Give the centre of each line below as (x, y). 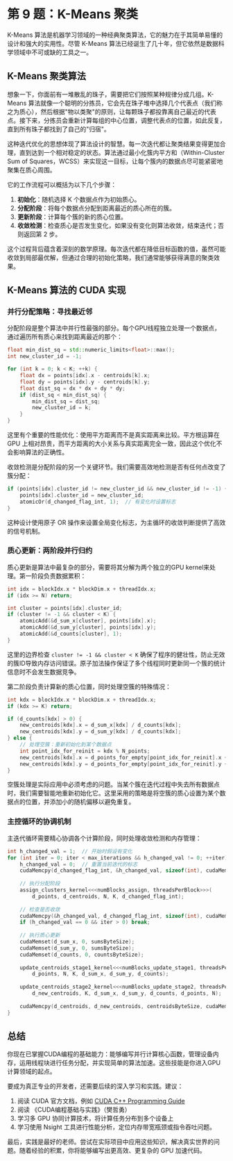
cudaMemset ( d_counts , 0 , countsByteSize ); (82, 955)
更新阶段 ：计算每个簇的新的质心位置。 (72, 217)
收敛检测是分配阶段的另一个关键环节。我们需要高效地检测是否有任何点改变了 (116, 467)
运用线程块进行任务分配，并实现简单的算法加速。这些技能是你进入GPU (120, 1063)
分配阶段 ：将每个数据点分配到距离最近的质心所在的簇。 (96, 208)
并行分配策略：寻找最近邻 (50, 312)
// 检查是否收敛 (40, 909)
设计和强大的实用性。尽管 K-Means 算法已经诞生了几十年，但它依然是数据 (113, 43)
